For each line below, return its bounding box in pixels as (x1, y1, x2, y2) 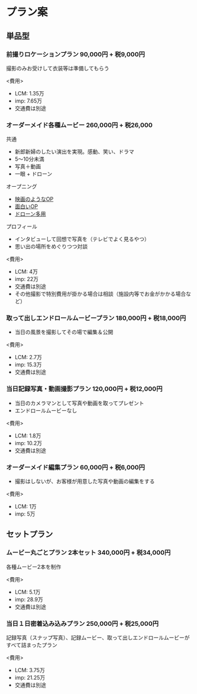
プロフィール (6, 223, 37, 230)
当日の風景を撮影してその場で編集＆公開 (14, 328, 114, 335)
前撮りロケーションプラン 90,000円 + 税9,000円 (6, 50, 145, 58)
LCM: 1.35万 (14, 89, 44, 97)
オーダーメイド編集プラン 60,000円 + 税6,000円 (6, 463, 145, 471)
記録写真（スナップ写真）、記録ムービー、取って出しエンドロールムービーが (6, 634, 190, 641)
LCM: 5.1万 (14, 588, 41, 596)
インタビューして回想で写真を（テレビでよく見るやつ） (14, 235, 150, 243)
